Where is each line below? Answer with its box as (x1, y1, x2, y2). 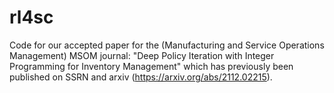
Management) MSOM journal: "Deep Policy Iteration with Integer (9, 49, 275, 61)
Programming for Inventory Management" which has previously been (9, 60, 294, 72)
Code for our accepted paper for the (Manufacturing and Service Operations (9, 39, 325, 51)
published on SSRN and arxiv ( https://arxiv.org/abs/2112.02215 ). (9, 71, 273, 83)
